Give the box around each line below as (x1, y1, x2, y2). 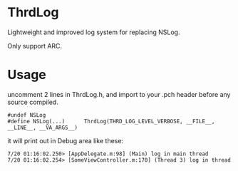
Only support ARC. (7, 41, 63, 50)
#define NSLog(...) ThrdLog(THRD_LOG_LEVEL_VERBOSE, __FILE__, (7, 118, 215, 125)
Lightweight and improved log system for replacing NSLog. (7, 28, 180, 36)
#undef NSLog (7, 111, 46, 118)
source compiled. (7, 98, 58, 106)
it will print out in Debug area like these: (7, 136, 123, 145)
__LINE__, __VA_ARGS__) (7, 124, 78, 131)
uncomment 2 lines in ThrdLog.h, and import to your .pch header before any (7, 90, 231, 98)
